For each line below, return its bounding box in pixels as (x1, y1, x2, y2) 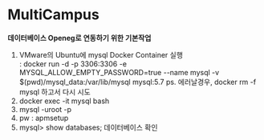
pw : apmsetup (18, 113, 69, 122)
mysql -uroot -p (18, 104, 72, 114)
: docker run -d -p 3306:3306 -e (18, 58, 128, 69)
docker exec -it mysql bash (18, 96, 110, 106)
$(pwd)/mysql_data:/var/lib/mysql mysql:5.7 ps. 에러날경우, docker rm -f (18, 77, 257, 86)
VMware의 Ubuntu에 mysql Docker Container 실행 (18, 50, 184, 59)
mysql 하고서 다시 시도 (18, 86, 91, 97)
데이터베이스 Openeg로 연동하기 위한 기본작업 (7, 33, 152, 42)
